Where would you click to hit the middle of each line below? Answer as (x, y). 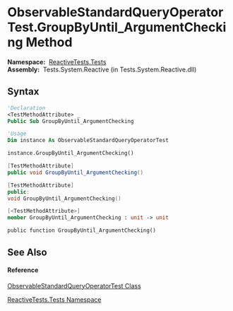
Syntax (23, 92)
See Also (27, 252)
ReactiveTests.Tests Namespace (54, 299)
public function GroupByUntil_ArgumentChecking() (82, 230)
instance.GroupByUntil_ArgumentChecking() (71, 153)
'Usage (17, 134)
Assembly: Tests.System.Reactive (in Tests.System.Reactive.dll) (102, 69)
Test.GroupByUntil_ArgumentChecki (117, 27)
